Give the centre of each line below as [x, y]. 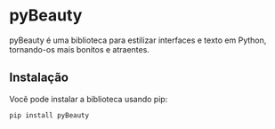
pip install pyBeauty [49, 115]
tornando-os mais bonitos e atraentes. [79, 49]
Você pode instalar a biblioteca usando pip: [89, 99]
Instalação [39, 78]
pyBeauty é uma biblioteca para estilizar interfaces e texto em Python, [138, 40]
